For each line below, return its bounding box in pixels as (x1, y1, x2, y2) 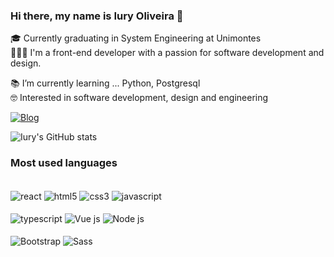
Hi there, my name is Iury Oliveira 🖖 (10, 9, 184, 23)
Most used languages (10, 156, 118, 170)
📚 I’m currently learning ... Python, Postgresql (10, 77, 201, 89)
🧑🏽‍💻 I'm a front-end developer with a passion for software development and (10, 47, 325, 59)
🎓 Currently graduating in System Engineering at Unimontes (10, 32, 262, 44)
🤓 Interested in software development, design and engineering (10, 92, 269, 104)
